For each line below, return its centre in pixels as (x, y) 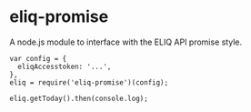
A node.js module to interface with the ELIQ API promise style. (126, 42)
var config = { (38, 58)
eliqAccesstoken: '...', (65, 66)
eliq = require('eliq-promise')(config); (89, 82)
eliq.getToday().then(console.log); (79, 98)
